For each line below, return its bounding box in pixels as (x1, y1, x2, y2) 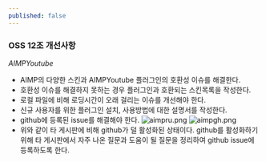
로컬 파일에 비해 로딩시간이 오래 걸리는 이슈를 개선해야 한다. (19, 95, 207, 104)
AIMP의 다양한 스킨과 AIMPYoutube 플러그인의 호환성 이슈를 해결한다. (19, 75, 241, 84)
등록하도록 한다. (19, 145, 70, 155)
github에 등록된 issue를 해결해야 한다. (19, 115, 140, 124)
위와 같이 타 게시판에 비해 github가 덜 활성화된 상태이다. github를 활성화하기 (19, 125, 259, 135)
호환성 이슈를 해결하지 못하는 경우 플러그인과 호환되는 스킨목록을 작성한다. (19, 85, 252, 95)
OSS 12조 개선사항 (8, 39, 76, 51)
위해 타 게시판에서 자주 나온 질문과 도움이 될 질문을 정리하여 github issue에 (19, 135, 255, 144)
